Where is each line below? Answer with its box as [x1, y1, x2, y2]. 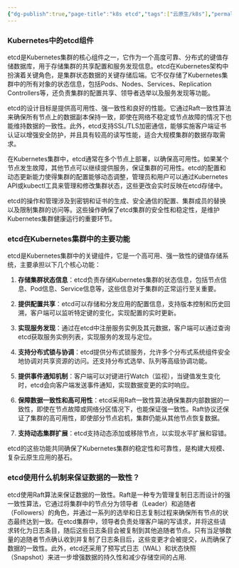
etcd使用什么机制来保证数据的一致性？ [7, 472, 140, 482]
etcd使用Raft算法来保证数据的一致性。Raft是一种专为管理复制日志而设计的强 [7, 490, 231, 499]
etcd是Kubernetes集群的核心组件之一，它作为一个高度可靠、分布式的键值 [7, 53, 223, 61]
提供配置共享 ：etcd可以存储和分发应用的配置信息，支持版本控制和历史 [17, 300, 224, 308]
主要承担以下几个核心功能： [19, 260, 101, 269]
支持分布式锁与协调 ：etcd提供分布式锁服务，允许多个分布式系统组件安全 [17, 348, 230, 357]
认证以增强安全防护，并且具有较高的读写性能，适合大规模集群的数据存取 [7, 130, 219, 139]
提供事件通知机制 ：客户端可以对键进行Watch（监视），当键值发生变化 [17, 372, 221, 380]
